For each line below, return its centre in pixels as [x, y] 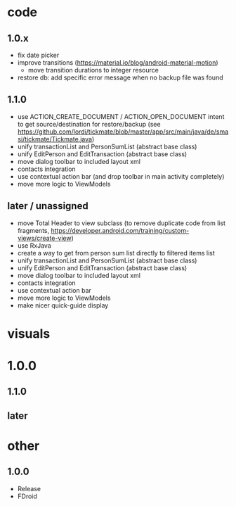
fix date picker [38, 55]
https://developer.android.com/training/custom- [120, 230]
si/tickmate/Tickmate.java [55, 139]
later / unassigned [48, 206]
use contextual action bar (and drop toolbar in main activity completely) [121, 176]
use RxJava [34, 245]
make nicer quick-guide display [63, 305]
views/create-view [44, 238]
